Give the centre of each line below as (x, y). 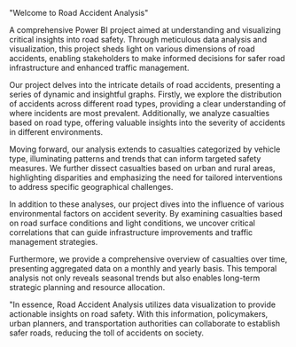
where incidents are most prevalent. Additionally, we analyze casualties (140, 113)
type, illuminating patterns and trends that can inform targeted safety (135, 158)
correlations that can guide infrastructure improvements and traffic (131, 233)
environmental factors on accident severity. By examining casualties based (146, 213)
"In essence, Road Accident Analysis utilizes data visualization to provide (143, 304)
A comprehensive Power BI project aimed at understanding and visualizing (145, 30)
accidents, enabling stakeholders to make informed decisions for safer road (147, 58)
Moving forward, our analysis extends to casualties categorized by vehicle (145, 149)
